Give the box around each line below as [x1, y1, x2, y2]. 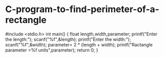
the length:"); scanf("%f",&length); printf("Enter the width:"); [5, 36, 131, 42]
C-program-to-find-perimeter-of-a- [5, 4, 159, 15]
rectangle [5, 14, 47, 26]
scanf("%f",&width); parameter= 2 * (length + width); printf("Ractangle [5, 41, 153, 47]
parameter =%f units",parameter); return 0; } [5, 47, 99, 53]
